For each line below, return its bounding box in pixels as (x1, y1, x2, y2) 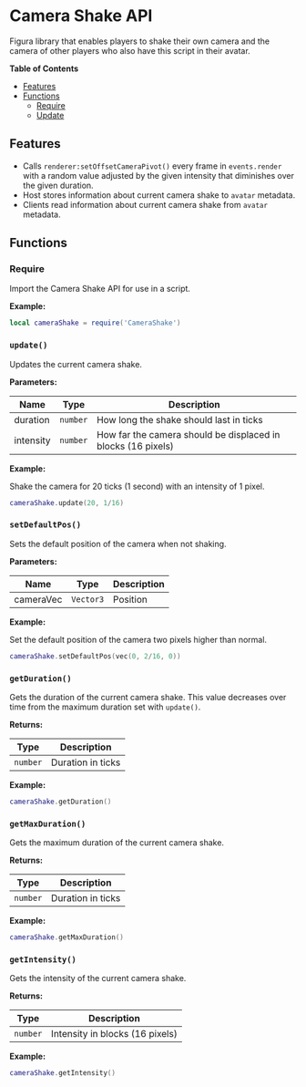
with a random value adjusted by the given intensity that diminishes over (22, 170, 294, 181)
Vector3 (71, 594, 105, 605)
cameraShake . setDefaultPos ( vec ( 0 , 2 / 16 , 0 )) (9, 651, 181, 661)
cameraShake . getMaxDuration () (9, 933, 125, 942)
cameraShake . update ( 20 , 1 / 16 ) (9, 498, 125, 507)
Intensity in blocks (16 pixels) (51, 1028, 178, 1040)
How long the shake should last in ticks (97, 413, 263, 426)
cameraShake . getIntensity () (9, 1069, 117, 1078)
